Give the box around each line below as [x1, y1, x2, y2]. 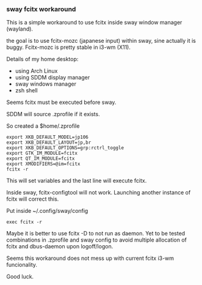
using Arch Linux [15, 67, 58, 75]
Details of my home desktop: [6, 56, 79, 63]
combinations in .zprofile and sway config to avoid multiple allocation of [6, 236, 187, 243]
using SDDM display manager [15, 74, 90, 81]
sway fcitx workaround [6, 5, 76, 13]
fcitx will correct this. [6, 195, 59, 203]
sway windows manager [15, 80, 76, 87]
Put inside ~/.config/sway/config [6, 207, 88, 215]
